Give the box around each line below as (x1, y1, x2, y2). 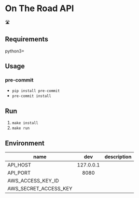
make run (12, 126, 30, 131)
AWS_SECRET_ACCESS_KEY (7, 185, 72, 192)
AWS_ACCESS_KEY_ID (7, 178, 59, 184)
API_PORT (7, 169, 31, 176)
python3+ (5, 48, 25, 54)
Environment (5, 139, 45, 147)
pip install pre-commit (12, 88, 60, 94)
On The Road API (5, 3, 74, 14)
